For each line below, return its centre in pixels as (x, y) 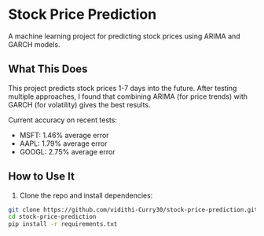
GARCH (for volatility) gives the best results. (79, 104)
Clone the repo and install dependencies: (86, 195)
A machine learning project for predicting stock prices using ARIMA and (125, 36)
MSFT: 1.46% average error (64, 135)
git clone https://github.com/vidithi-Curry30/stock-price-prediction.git (133, 209)
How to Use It (41, 177)
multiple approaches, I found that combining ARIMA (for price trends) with (128, 96)
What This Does (48, 69)
